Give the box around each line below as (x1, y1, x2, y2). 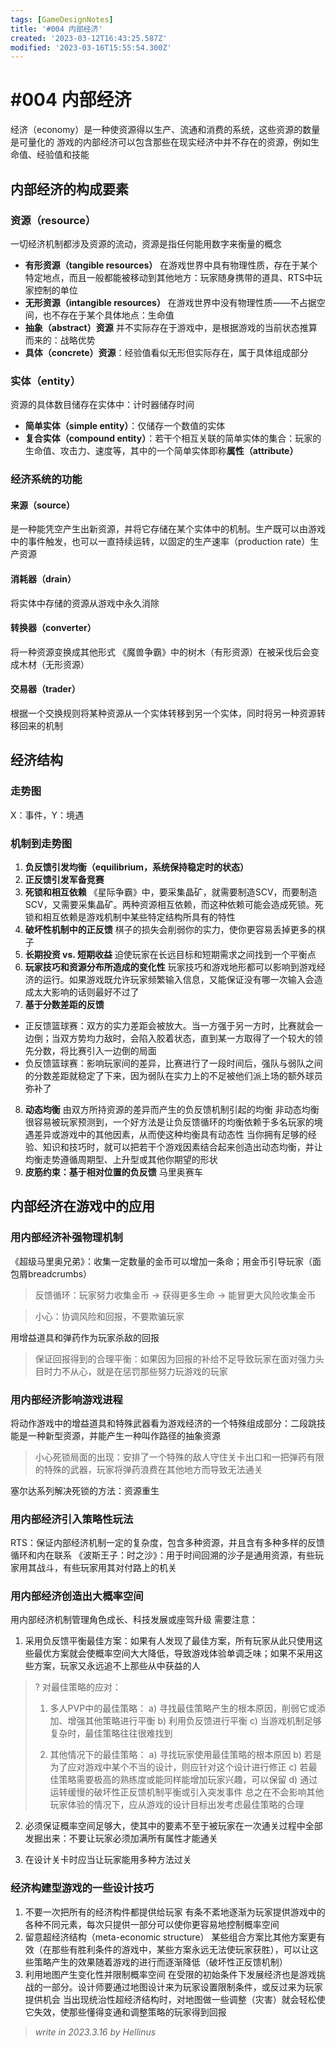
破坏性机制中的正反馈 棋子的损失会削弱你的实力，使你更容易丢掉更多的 (24, 923, 317, 935)
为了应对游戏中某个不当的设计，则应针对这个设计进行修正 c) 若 (49, 1761, 309, 1773)
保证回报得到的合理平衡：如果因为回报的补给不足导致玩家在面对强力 (34, 1352, 316, 1365)
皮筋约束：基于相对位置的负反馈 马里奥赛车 (24, 1166, 203, 1178)
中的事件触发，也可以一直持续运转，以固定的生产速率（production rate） (10, 536, 311, 548)
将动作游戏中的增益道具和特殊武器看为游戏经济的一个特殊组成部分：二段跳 (10, 1417, 317, 1429)
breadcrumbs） (27, 1267, 93, 1280)
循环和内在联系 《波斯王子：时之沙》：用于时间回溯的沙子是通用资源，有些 (10, 1549, 315, 1561)
